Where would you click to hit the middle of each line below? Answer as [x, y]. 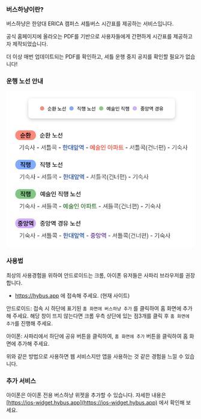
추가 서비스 [21, 381]
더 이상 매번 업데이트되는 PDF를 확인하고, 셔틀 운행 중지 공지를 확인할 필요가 [95, 57]
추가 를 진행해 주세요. [29, 323]
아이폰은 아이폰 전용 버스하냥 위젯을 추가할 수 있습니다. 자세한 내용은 [86, 395]
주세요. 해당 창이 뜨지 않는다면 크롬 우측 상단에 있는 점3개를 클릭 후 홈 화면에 [101, 316]
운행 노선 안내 [25, 81]
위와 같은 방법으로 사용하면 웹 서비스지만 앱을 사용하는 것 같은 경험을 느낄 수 [95, 356]
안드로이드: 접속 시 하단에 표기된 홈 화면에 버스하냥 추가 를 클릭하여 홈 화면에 [94, 308]
